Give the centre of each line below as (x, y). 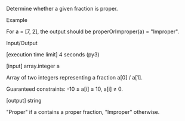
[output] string (24, 101)
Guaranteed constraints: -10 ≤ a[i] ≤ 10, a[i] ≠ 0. (65, 89)
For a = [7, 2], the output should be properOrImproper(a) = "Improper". (93, 31)
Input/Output (22, 43)
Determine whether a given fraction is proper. (62, 9)
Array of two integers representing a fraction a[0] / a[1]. (75, 77)
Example (17, 20)
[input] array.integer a (33, 66)
